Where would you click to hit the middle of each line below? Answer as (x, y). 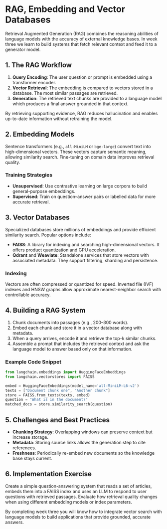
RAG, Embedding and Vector (65, 9)
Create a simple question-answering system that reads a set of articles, (79, 486)
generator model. (23, 49)
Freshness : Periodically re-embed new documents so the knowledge (83, 453)
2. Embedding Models (40, 134)
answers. (14, 522)
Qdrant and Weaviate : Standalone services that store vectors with (81, 255)
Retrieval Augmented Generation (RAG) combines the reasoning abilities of (82, 33)
